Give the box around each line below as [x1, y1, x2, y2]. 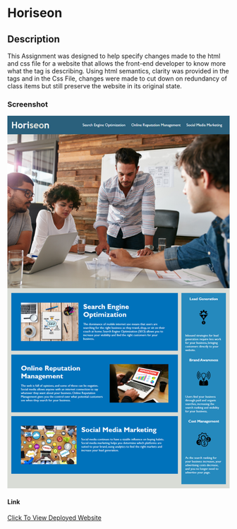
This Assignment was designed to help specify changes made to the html [7, 52, 221, 60]
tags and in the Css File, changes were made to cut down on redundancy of [7, 74, 228, 83]
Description [7, 33, 60, 45]
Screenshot [7, 99, 48, 109]
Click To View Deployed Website [7, 513, 102, 522]
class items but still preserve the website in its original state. [7, 82, 182, 90]
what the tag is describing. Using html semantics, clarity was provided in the [7, 67, 229, 75]
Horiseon [7, 5, 63, 21]
